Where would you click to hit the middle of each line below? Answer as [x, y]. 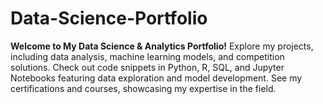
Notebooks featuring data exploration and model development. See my [156, 78]
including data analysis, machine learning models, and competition [147, 56]
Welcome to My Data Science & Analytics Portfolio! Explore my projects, [162, 46]
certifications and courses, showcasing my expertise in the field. [143, 88]
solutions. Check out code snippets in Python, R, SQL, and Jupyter [147, 67]
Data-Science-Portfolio [109, 18]
